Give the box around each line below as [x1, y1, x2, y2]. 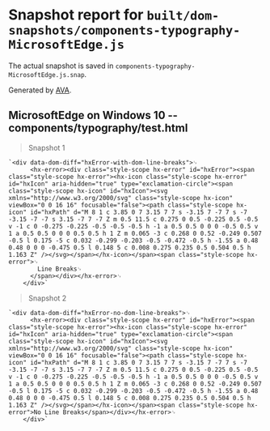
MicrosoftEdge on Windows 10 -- [8, 109, 178, 122]
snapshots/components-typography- [8, 23, 241, 38]
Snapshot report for [8, 6, 144, 24]
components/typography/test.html [8, 122, 188, 135]
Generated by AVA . [8, 85, 72, 95]
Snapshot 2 [27, 293, 67, 303]
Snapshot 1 [27, 143, 65, 152]
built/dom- [146, 8, 220, 23]
